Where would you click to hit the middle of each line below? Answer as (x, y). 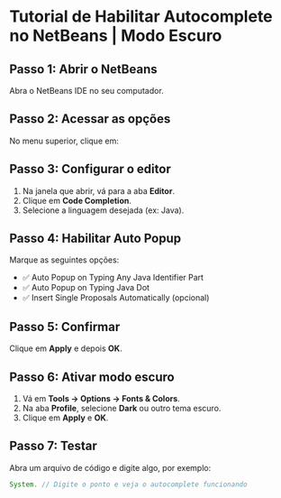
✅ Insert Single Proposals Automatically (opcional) (116, 298)
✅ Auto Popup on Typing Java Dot (86, 288)
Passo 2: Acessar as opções (90, 119)
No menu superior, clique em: (64, 141)
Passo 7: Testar (53, 446)
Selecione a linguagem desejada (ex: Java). (103, 210)
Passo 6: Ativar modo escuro (92, 377)
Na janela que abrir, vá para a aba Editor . (99, 190)
